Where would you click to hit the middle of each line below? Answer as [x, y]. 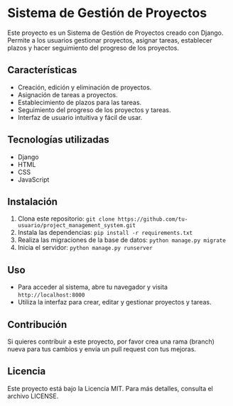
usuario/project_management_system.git [77, 226]
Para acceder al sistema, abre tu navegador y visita [93, 287]
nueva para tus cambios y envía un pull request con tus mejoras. [102, 349]
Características [42, 70]
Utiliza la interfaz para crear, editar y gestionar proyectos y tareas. [114, 302]
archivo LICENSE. [33, 396]
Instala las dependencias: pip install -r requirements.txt [105, 233]
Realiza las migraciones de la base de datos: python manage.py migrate [121, 240]
